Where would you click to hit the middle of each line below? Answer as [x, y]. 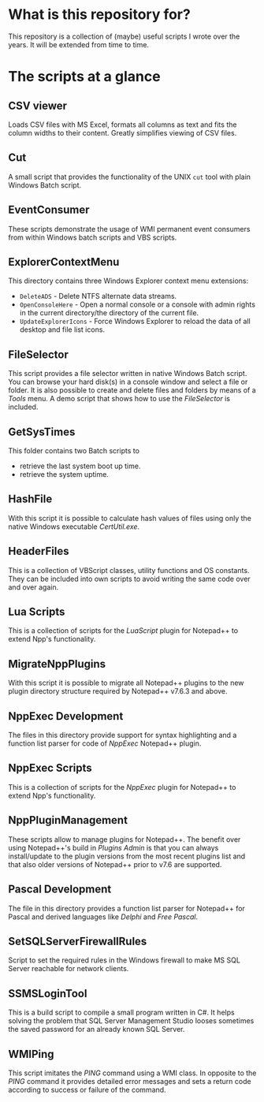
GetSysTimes [42, 432]
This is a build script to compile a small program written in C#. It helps [121, 1013]
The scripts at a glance [84, 77]
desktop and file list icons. [62, 329]
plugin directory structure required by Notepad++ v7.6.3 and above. [118, 691]
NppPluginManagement [68, 820]
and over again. [33, 587]
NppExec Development [66, 716]
